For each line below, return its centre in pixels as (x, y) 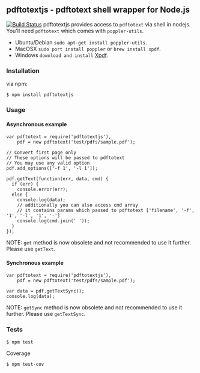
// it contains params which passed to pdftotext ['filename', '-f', (106, 211)
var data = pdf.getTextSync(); (45, 291)
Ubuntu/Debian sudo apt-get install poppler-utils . (81, 42)
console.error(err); (43, 190)
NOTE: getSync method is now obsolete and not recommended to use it (94, 308)
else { (20, 195)
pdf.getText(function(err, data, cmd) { (58, 179)
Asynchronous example (37, 124)
